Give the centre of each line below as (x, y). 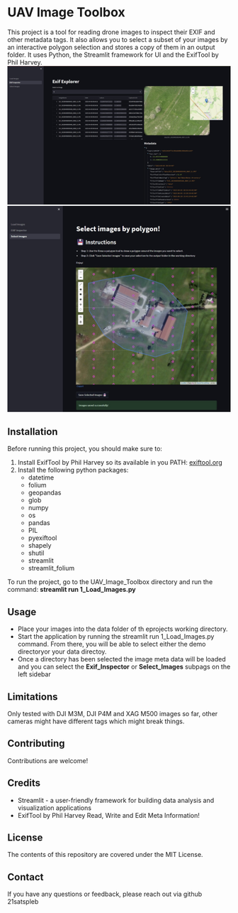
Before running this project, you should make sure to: (85, 449)
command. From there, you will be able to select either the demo (112, 644)
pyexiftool (42, 538)
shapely (40, 546)
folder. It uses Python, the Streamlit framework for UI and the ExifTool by (113, 55)
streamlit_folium (51, 568)
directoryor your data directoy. (62, 652)
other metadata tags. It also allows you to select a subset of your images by (118, 39)
